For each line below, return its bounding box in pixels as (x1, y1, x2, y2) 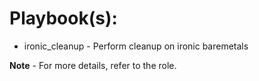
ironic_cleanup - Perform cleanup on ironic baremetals (23, 40, 249, 52)
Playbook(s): (9, 7, 118, 30)
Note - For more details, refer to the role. (9, 59, 177, 71)
